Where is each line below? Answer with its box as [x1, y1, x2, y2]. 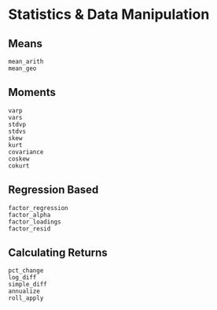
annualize [8, 287, 41, 296]
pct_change [8, 267, 44, 275]
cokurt [8, 161, 30, 170]
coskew [8, 155, 30, 163]
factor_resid [8, 224, 51, 233]
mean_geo [8, 65, 37, 72]
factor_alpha [8, 211, 51, 219]
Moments [8, 86, 57, 99]
